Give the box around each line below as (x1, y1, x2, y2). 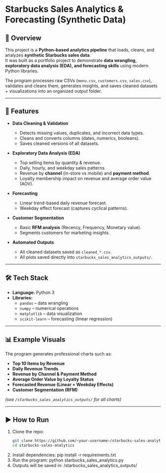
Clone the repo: (12, 429, 44, 435)
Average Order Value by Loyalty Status (12, 376, 94, 382)
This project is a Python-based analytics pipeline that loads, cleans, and (5, 47, 155, 53)
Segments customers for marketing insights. (19, 230, 110, 236)
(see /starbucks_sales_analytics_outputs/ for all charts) (5, 397, 122, 403)
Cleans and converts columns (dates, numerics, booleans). (19, 135, 140, 141)
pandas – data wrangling (19, 300, 68, 306)
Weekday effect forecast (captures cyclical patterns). (19, 205, 128, 211)
